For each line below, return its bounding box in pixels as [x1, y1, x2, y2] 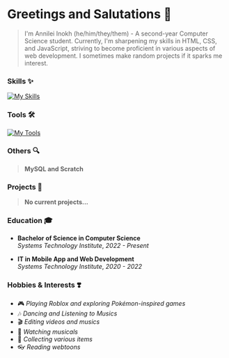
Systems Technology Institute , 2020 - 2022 [17, 263, 143, 271]
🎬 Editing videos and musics [17, 317, 100, 326]
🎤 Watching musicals [17, 327, 79, 336]
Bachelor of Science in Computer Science [17, 234, 141, 242]
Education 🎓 [7, 216, 53, 226]
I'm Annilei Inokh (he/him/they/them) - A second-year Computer [24, 29, 209, 38]
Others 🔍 [7, 146, 40, 156]
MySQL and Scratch [24, 164, 84, 173]
